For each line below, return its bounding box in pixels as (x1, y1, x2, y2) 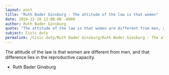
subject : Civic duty (5, 30, 49, 35)
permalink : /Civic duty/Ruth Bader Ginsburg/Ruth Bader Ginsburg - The (5, 35, 158, 40)
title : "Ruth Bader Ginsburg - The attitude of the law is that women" (5, 12, 158, 17)
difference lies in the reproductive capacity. (5, 54, 96, 60)
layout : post (5, 7, 33, 12)
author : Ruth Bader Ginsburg (5, 21, 66, 26)
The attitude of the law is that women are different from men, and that (5, 48, 150, 55)
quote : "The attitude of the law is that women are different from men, (5, 26, 161, 31)
